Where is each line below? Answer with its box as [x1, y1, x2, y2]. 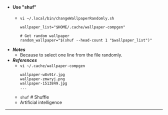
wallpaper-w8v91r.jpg [19, 72, 65, 77]
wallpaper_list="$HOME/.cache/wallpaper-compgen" [19, 25, 126, 30]
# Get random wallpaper [19, 33, 70, 38]
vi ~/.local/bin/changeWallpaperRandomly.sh [19, 16, 114, 21]
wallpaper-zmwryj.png [19, 76, 65, 82]
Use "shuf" [12, 4, 36, 10]
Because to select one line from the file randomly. [19, 52, 122, 58]
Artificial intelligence [19, 99, 62, 105]
